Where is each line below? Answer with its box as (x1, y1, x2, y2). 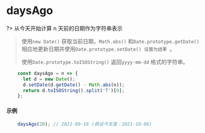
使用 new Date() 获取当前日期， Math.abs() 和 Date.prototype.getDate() (21, 37, 199, 45)
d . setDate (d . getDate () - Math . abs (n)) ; (22, 82, 125, 88)
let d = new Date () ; (22, 76, 75, 82)
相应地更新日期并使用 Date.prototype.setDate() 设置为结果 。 (21, 45, 176, 52)
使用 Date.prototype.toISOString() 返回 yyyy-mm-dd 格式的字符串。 (21, 58, 188, 65)
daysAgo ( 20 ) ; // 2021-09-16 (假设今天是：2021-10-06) (17, 121, 152, 127)
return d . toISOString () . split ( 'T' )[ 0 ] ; (22, 87, 125, 93)
